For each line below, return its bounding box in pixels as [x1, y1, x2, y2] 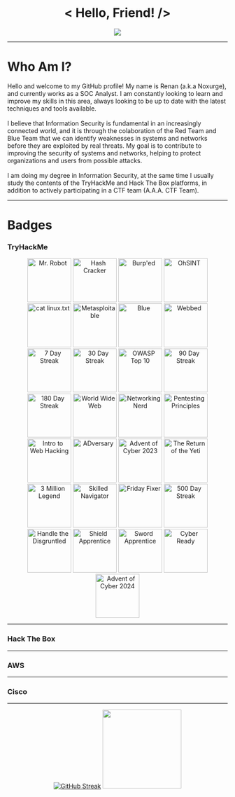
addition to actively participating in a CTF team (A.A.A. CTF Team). [7, 186, 199, 194]
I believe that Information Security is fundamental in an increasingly [7, 119, 201, 127]
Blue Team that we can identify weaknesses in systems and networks [7, 134, 208, 142]
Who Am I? [7, 59, 72, 75]
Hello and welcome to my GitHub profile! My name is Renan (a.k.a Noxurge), [7, 82, 227, 90]
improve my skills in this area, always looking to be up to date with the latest [7, 97, 226, 105]
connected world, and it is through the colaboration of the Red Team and [7, 126, 217, 134]
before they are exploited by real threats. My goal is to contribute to [7, 141, 202, 150]
